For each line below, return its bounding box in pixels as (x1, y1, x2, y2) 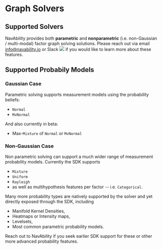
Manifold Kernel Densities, (12, 208, 65, 214)
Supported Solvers (5, 23, 63, 31)
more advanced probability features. (5, 238, 79, 244)
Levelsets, (12, 218, 33, 224)
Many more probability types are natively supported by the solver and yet (5, 193, 153, 199)
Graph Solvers (5, 3, 64, 14)
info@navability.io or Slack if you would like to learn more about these (5, 46, 151, 52)
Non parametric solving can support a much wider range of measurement (5, 154, 153, 159)
